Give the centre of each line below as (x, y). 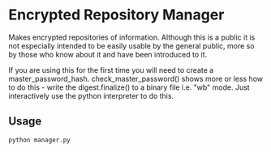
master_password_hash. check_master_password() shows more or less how (136, 78)
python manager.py (39, 140)
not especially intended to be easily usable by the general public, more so (131, 45)
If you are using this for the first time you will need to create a (111, 70)
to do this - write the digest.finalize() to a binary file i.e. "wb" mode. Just (129, 87)
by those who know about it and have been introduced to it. (108, 54)
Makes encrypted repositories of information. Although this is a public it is (132, 37)
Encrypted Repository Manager (116, 15)
